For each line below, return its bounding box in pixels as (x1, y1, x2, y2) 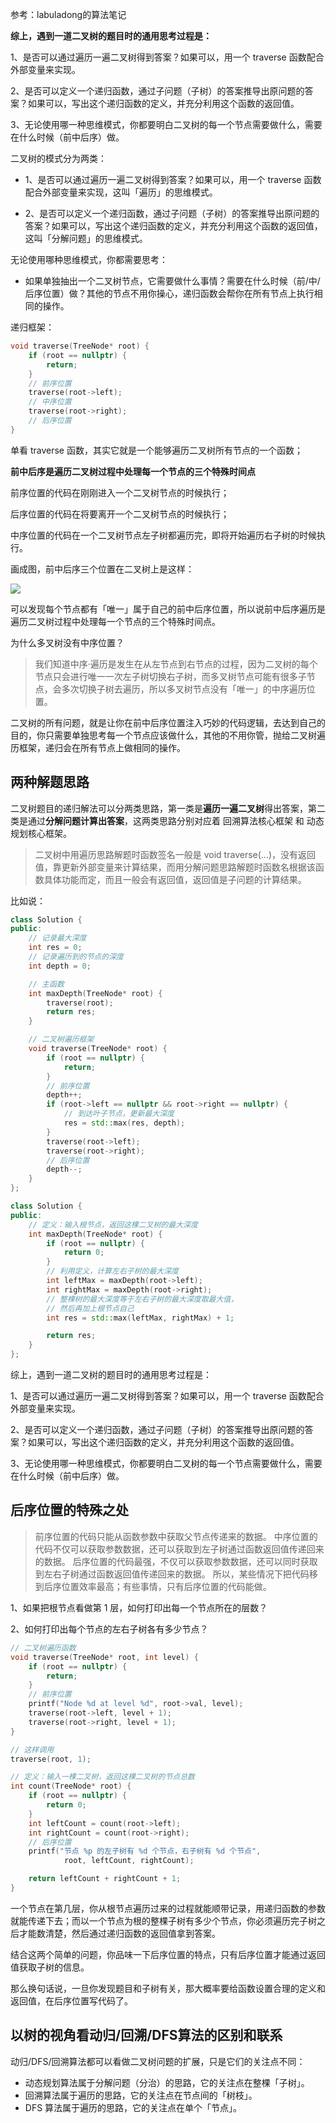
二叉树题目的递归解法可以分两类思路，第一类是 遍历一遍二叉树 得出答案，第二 (10, 802, 326, 814)
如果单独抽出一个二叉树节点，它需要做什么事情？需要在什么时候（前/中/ (24, 275, 321, 287)
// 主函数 (28, 979, 65, 989)
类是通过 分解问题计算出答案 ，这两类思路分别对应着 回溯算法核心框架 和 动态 (10, 814, 325, 827)
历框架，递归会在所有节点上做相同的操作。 (10, 741, 186, 753)
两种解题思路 (10, 774, 90, 791)
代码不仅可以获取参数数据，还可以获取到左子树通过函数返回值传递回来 (34, 1543, 325, 1555)
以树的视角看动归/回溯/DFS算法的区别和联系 (10, 2027, 283, 2044)
